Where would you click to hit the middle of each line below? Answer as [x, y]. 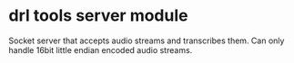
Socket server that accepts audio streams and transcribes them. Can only [147, 40]
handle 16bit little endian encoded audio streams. [101, 49]
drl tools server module [98, 16]
